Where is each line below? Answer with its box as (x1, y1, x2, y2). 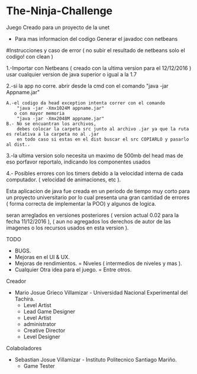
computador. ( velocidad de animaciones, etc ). (6, 176, 121, 183)
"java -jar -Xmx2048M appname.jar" (17, 116, 105, 122)
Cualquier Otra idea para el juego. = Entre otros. (14, 266, 132, 273)
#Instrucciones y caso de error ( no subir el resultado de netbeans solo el (6, 46, 185, 54)
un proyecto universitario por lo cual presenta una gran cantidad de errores (6, 194, 190, 201)
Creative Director (23, 327, 66, 334)
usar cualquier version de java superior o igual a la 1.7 (6, 71, 137, 78)
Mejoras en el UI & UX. (14, 253, 70, 260)
